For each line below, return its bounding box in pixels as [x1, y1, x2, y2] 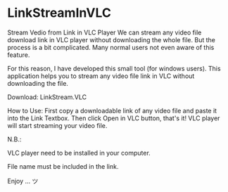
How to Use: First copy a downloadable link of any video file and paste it [7, 106, 217, 115]
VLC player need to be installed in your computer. [7, 148, 151, 157]
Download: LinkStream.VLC [7, 93, 87, 101]
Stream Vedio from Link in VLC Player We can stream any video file [7, 28, 202, 37]
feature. [7, 51, 30, 59]
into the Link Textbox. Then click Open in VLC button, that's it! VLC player [7, 114, 220, 122]
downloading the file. [7, 79, 69, 87]
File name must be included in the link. [7, 162, 119, 170]
